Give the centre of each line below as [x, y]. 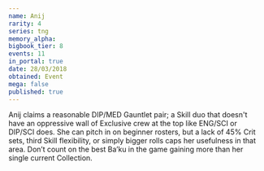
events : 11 [27, 54]
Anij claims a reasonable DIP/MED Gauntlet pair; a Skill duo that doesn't [128, 115]
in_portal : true [36, 62]
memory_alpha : [32, 39]
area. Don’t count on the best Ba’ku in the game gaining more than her [126, 149]
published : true [36, 92]
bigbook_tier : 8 [36, 46]
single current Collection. [51, 158]
